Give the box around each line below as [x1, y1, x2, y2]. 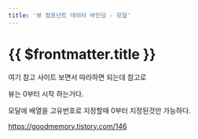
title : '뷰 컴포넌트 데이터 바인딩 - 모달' [8, 11, 131, 20]
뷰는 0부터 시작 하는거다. [8, 89, 84, 98]
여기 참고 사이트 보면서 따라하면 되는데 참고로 [8, 72, 147, 82]
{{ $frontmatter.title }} [8, 45, 156, 63]
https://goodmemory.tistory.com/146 [8, 121, 127, 130]
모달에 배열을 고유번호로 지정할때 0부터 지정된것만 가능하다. [8, 105, 191, 115]
